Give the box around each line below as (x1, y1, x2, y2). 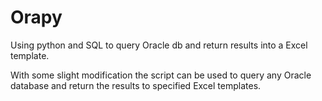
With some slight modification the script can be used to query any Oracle (10, 69, 312, 81)
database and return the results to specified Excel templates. (10, 79, 262, 91)
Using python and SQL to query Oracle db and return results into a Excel (10, 39, 308, 51)
